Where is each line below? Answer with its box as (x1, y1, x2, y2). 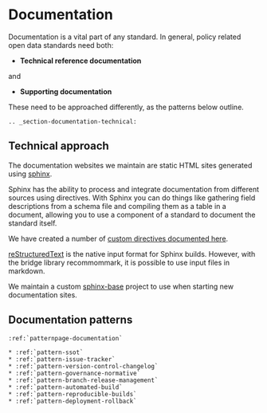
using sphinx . (8, 169, 53, 179)
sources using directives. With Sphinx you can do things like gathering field (8, 193, 256, 203)
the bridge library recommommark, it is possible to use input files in (8, 258, 230, 267)
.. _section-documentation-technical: (8, 117, 137, 125)
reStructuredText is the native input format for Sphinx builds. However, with (8, 249, 256, 258)
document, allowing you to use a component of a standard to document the (8, 210, 257, 219)
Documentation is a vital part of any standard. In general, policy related (8, 32, 241, 41)
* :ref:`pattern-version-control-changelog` (8, 362, 159, 370)
